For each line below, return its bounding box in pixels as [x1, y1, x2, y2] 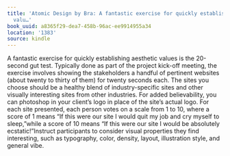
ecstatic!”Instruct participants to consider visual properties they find [7, 127, 200, 135]
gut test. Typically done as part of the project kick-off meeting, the [29, 62, 218, 70]
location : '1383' [7, 29, 57, 36]
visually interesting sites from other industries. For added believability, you [7, 90, 217, 99]
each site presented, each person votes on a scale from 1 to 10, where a [7, 105, 210, 114]
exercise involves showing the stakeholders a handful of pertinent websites [7, 69, 220, 77]
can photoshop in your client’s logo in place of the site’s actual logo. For [7, 98, 209, 106]
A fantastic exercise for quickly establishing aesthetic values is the [7, 54, 195, 62]
